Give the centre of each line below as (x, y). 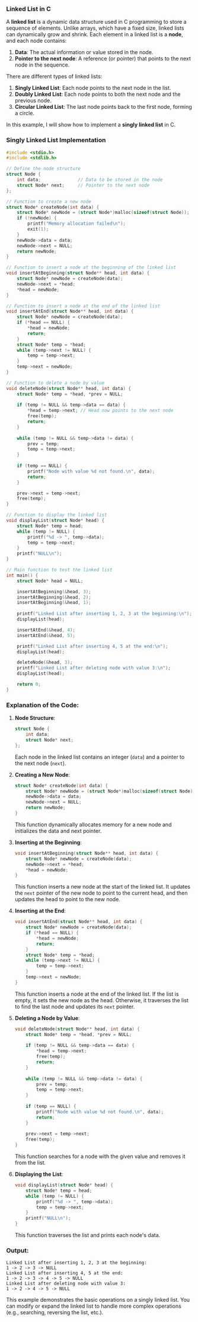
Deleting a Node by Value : (47, 1018)
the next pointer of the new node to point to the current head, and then (101, 893)
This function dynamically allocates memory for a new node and (93, 824)
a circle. (24, 113)
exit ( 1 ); (38, 229)
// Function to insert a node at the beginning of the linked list (91, 267)
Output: (17, 1250)
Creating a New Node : (42, 775)
